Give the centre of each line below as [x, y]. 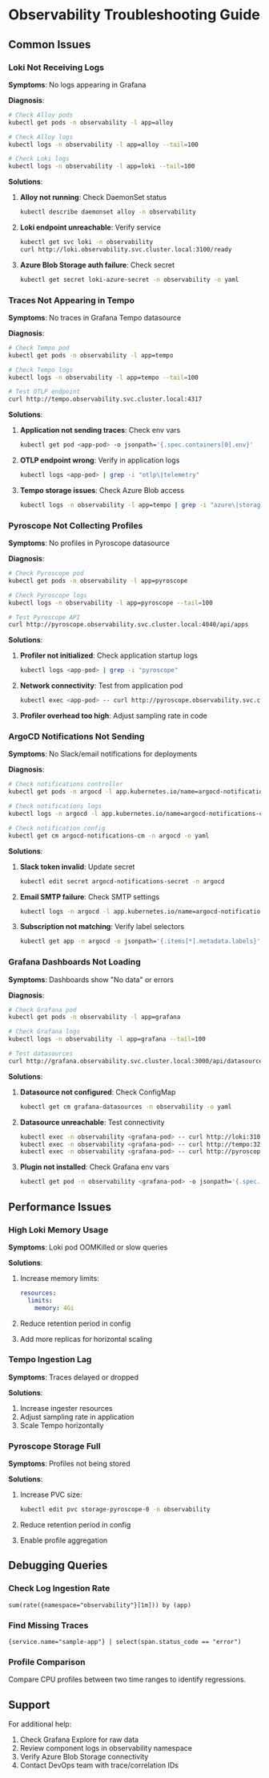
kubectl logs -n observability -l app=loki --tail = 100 [102, 166]
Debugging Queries [58, 1566]
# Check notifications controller [66, 785]
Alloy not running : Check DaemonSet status [93, 198]
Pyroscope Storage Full [55, 1446]
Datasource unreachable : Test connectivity [92, 1122]
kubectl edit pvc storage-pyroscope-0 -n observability [115, 1510]
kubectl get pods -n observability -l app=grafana [94, 1017]
